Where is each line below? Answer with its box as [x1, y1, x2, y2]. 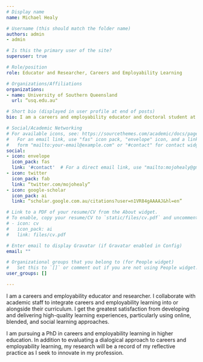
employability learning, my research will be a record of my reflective [6, 343, 176, 350]
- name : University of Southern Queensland [6, 92, 118, 98]
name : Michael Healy [6, 15, 59, 21]
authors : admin [6, 31, 45, 37]
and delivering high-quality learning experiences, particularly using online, [6, 311, 192, 318]
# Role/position [6, 64, 47, 70]
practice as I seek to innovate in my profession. [6, 349, 124, 356]
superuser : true [6, 53, 47, 59]
